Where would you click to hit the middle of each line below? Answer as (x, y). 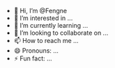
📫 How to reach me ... (46, 41)
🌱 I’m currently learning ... (51, 25)
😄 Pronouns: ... (36, 51)
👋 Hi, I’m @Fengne (40, 11)
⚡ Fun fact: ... (33, 58)
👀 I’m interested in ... (43, 18)
